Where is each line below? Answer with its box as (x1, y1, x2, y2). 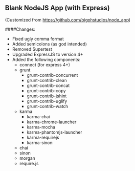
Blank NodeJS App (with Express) (5, 4, 110, 12)
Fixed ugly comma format (12, 36, 64, 42)
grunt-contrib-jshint (26, 93, 67, 99)
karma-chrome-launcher (26, 119, 77, 125)
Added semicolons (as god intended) (12, 41, 87, 47)
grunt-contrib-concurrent (26, 72, 78, 78)
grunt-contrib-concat (26, 83, 70, 88)
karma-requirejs (26, 134, 60, 140)
